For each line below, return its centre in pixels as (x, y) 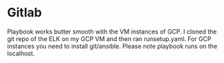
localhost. (21, 53)
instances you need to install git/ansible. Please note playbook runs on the (112, 46)
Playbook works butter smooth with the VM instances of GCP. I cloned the (112, 32)
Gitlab (25, 13)
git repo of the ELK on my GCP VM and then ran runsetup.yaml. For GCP (109, 38)
